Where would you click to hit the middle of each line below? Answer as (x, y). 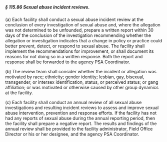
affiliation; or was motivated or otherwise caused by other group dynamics (82, 87)
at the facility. (19, 93)
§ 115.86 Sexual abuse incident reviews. (47, 7)
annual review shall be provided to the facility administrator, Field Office (79, 129)
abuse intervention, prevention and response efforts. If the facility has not (81, 113)
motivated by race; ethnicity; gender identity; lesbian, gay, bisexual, (75, 77)
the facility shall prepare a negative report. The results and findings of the (81, 123)
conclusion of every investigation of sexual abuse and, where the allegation (83, 24)
